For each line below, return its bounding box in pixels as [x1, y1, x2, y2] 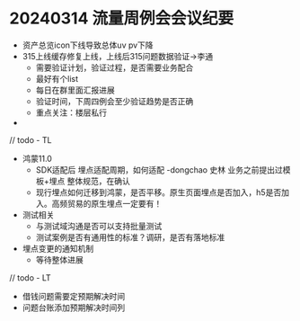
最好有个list [35, 73, 79, 84]
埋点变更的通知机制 [22, 243, 94, 254]
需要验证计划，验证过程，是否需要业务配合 [35, 62, 194, 73]
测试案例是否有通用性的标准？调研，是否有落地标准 [35, 231, 225, 243]
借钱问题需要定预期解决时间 [22, 290, 126, 301]
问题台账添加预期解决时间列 [22, 302, 126, 313]
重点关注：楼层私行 [35, 107, 108, 118]
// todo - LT [9, 272, 51, 283]
